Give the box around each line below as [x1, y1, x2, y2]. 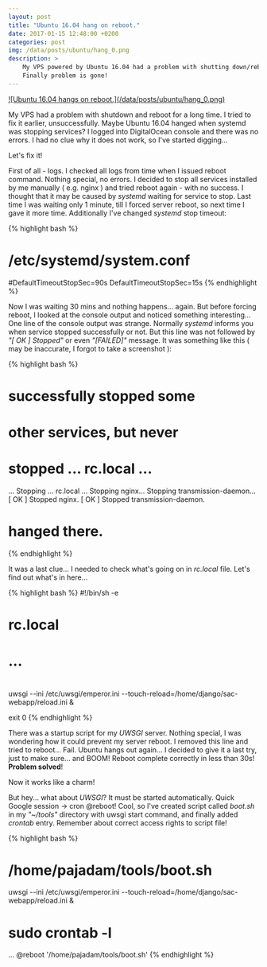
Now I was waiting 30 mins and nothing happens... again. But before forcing [8, 301, 257, 311]
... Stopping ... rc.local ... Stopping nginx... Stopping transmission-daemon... [8, 486, 256, 495]
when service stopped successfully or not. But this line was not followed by [8, 327, 256, 336]
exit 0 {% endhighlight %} [8, 713, 93, 722]
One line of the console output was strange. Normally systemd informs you [8, 318, 254, 328]
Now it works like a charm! [8, 777, 95, 786]
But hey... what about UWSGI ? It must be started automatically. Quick [8, 792, 234, 802]
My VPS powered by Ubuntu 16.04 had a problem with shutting [22, 64, 229, 72]
